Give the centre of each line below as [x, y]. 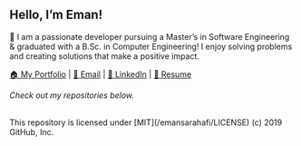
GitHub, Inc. [32, 131]
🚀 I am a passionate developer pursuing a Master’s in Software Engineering [150, 36]
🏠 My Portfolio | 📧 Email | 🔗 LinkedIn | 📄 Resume [101, 74]
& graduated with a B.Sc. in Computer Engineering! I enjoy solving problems [151, 46]
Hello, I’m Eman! [56, 15]
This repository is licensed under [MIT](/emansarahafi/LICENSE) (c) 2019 [146, 122]
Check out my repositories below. [72, 95]
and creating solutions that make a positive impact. [104, 56]
